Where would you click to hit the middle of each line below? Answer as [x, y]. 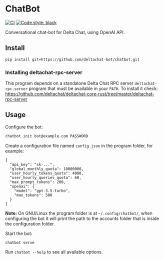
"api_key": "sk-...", [32, 164]
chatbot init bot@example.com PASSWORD [47, 136]
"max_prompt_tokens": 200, [38, 182]
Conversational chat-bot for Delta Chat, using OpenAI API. [65, 32]
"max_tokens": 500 [33, 195]
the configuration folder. [30, 223]
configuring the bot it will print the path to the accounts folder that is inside [82, 218]
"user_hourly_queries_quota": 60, [45, 177]
